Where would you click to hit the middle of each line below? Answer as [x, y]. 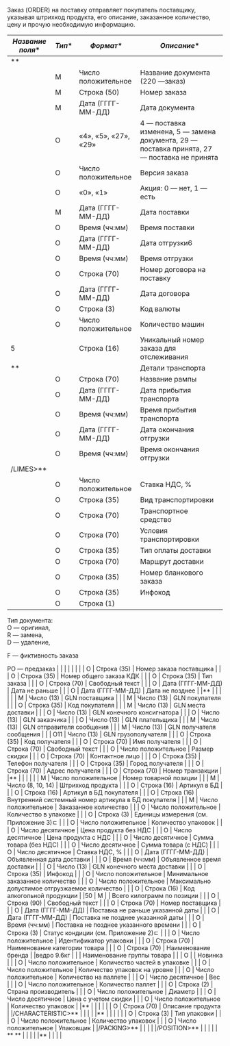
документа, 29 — [169, 140]
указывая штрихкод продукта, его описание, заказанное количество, [109, 17]
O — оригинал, [29, 627]
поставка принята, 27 [176, 149]
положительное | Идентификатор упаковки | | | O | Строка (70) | [100, 941]
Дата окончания [167, 429]
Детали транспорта [172, 368]
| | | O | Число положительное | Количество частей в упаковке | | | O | [109, 962]
